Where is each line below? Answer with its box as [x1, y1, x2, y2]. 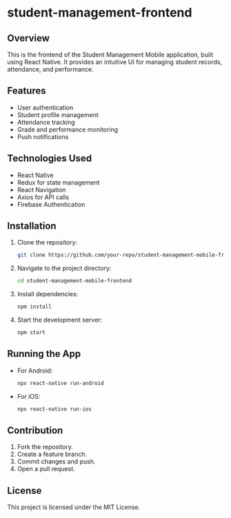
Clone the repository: [17, 238, 78, 247]
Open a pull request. [17, 465, 76, 473]
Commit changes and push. [17, 457, 96, 466]
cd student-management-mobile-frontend [17, 278, 132, 284]
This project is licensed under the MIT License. [7, 503, 141, 511]
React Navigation [17, 185, 66, 194]
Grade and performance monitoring [17, 125, 119, 134]
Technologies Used [7, 153, 92, 165]
